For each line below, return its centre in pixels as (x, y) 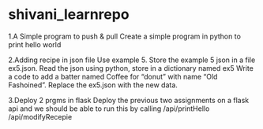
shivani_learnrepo (69, 15)
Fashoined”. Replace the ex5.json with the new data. (93, 85)
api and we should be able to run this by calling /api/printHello (109, 109)
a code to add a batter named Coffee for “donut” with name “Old (113, 76)
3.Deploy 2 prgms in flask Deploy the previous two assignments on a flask (129, 100)
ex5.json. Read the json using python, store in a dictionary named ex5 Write (131, 68)
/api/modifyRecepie (40, 116)
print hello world (35, 44)
